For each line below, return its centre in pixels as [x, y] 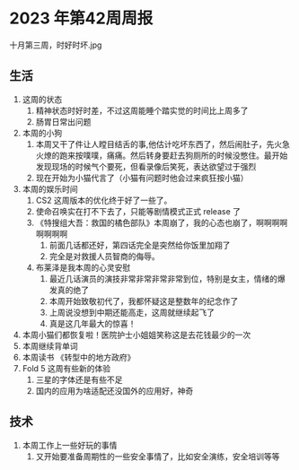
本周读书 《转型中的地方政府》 [79, 357]
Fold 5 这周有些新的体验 [66, 368]
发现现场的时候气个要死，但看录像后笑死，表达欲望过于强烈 [146, 166]
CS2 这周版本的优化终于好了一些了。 [104, 200]
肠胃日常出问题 [63, 121]
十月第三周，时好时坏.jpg [56, 45]
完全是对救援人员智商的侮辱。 [104, 256]
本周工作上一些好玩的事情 [70, 445]
